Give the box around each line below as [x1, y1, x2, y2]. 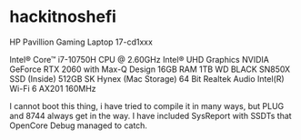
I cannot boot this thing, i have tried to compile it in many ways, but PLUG [9, 100, 285, 111]
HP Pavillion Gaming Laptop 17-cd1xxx [9, 36, 153, 47]
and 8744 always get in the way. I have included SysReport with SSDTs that [9, 110, 293, 121]
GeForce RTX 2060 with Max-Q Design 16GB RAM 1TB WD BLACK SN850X [9, 64, 291, 75]
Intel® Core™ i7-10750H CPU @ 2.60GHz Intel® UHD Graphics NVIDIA [9, 54, 270, 65]
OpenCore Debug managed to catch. [9, 120, 148, 131]
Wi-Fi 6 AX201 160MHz [9, 83, 97, 94]
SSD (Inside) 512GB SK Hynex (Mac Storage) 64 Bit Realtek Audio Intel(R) [9, 73, 285, 84]
